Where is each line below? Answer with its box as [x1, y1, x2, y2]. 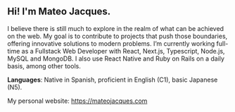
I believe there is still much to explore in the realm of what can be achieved [7, 24, 224, 32]
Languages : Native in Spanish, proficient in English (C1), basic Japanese [7, 75, 218, 84]
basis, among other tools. [7, 61, 81, 70]
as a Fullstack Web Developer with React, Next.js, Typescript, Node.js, [21, 46, 225, 55]
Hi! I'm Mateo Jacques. [7, 6, 111, 18]
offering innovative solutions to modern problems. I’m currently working [7, 39, 215, 48]
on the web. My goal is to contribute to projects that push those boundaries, [7, 32, 228, 40]
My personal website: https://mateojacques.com [7, 97, 148, 105]
